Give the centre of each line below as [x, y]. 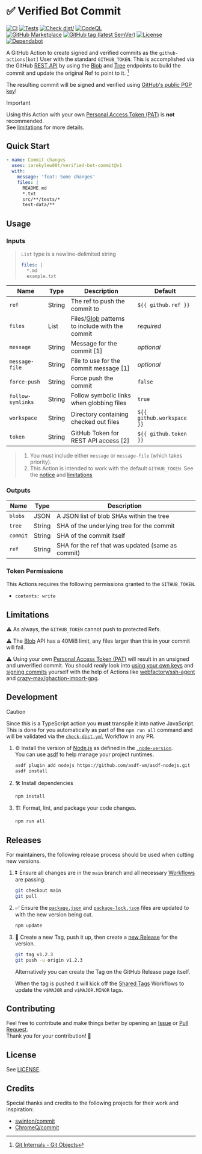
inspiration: [20, 1109]
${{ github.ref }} [164, 305]
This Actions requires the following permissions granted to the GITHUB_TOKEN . [101, 584]
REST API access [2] [100, 440]
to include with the [97, 326]
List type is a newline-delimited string [68, 254]
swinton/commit [35, 1121]
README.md [34, 188]
